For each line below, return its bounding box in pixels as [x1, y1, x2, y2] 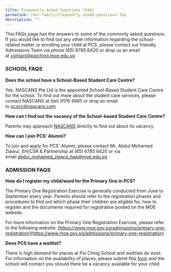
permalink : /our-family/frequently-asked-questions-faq [5, 12, 126, 17]
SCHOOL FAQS [5, 65, 43, 72]
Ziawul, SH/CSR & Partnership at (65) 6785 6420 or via [5, 148, 121, 154]
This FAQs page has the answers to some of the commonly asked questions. [5, 31, 166, 37]
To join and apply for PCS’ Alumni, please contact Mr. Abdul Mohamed [5, 142, 153, 149]
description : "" [5, 17, 40, 22]
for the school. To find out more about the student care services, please [5, 92, 156, 98]
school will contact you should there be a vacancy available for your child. [5, 261, 161, 267]
